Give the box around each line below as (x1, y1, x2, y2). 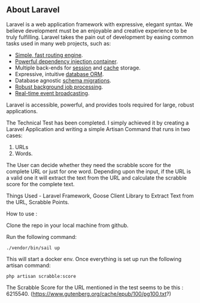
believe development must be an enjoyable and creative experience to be (6, 27, 187, 34)
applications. (6, 107, 38, 114)
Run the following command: (6, 233, 77, 240)
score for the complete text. (6, 180, 75, 187)
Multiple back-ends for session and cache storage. (14, 64, 141, 71)
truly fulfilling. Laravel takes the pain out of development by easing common (6, 33, 194, 41)
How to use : (6, 210, 38, 217)
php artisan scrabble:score (6, 273, 77, 279)
